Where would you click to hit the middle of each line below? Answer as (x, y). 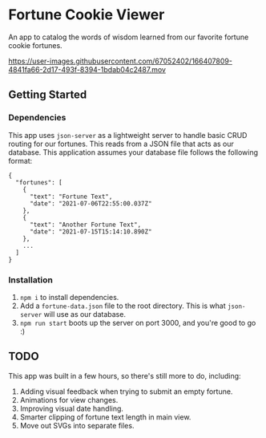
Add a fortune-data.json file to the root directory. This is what (123, 306)
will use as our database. (85, 314)
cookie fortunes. (35, 45)
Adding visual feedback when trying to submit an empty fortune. (126, 391)
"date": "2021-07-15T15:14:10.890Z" (91, 231)
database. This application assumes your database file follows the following (133, 152)
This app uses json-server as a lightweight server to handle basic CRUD (128, 135)
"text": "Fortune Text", (71, 197)
